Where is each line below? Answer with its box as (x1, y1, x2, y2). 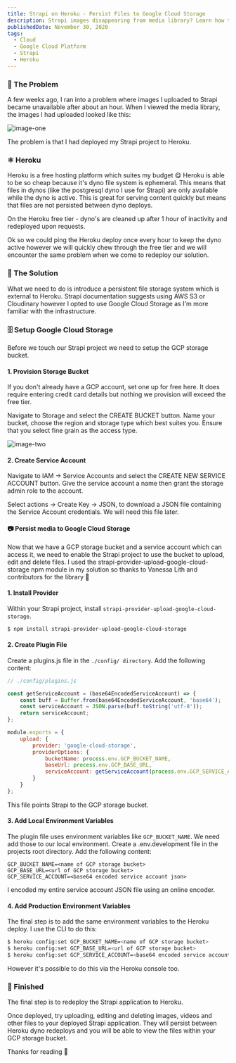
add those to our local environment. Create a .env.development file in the (7, 840, 218, 848)
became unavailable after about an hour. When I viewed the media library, (7, 103, 221, 111)
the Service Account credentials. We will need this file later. (7, 508, 179, 516)
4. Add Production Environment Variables (7, 902, 131, 910)
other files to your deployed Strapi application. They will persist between (7, 1019, 217, 1028)
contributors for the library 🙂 (7, 572, 90, 581)
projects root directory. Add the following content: (7, 848, 152, 856)
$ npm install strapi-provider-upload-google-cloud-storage (7, 625, 188, 632)
